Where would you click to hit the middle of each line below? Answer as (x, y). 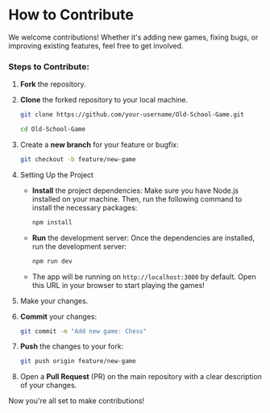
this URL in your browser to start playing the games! (118, 285)
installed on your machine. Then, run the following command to (137, 198)
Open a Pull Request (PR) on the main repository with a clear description (141, 377)
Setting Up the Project (57, 174)
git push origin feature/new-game (78, 361)
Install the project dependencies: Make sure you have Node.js (135, 190)
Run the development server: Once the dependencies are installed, (143, 238)
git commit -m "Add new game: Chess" (83, 331)
